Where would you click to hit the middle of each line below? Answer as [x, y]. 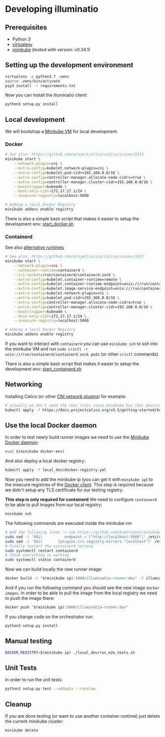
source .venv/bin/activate [33, 81]
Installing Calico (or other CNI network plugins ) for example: [66, 396]
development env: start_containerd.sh [43, 369]
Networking [24, 384]
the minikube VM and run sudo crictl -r [47, 349]
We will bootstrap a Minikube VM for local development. [62, 131]
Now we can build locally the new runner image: [54, 569]
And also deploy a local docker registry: [45, 461]
